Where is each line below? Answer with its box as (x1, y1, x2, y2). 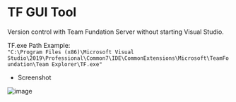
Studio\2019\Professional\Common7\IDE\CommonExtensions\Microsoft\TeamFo (7, 54, 230, 62)
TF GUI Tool (7, 4, 77, 20)
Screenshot (17, 73, 52, 82)
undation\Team (7, 60, 49, 68)
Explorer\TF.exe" (52, 60, 102, 68)
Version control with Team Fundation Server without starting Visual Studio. (7, 27, 224, 36)
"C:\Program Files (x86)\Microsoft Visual (7, 49, 134, 56)
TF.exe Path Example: (7, 41, 71, 49)
